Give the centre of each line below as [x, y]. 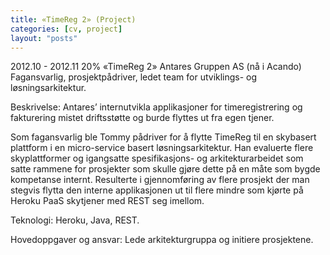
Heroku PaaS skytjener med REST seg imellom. [107, 201]
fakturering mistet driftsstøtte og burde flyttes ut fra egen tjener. [142, 118]
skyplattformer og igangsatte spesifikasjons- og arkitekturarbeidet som [157, 158]
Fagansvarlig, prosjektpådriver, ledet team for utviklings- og [134, 77]
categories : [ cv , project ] [66, 29]
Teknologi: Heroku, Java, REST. [75, 220]
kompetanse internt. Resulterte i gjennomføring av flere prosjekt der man [160, 180]
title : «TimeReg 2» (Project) [73, 19]
